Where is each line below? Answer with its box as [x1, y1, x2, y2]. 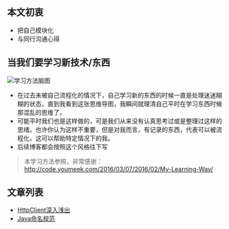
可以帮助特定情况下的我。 [41, 133, 114, 142]
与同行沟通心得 [17, 34, 60, 43]
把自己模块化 [17, 26, 54, 34]
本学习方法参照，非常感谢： [23, 157, 103, 165]
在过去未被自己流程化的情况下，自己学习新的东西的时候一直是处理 [17, 91, 204, 99]
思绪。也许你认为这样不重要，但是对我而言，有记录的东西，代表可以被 [17, 125, 217, 133]
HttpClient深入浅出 [17, 206, 71, 215]
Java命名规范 [17, 215, 56, 223]
